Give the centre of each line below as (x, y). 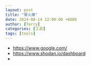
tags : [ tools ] (21, 34)
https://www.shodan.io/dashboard (49, 53)
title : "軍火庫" (22, 15)
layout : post (19, 10)
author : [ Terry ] (23, 24)
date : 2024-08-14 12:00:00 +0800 (41, 19)
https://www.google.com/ (40, 48)
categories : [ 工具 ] (25, 29)
